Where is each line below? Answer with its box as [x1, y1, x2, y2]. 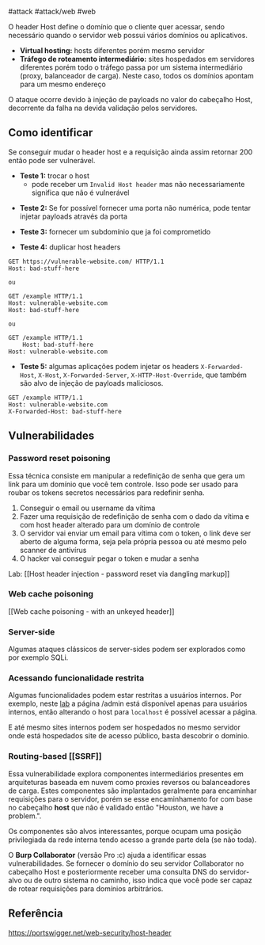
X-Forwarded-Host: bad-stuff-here [8, 407, 123, 415]
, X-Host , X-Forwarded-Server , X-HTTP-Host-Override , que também [34, 370, 248, 379]
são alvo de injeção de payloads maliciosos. [19, 378, 164, 387]
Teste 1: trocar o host [19, 170, 89, 181]
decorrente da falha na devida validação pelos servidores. [8, 103, 198, 112]
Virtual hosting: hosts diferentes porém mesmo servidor [19, 46, 205, 55]
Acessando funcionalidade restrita [8, 673, 145, 684]
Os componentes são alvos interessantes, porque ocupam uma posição [8, 826, 242, 836]
